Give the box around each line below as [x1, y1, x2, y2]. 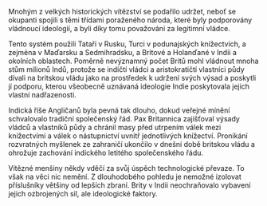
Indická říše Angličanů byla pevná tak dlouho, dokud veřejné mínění [8, 105, 230, 115]
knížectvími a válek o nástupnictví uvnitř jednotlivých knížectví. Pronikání [8, 131, 249, 141]
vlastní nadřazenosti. [8, 90, 77, 99]
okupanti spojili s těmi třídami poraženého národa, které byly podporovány [8, 15, 253, 25]
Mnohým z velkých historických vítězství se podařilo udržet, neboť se [8, 7, 237, 16]
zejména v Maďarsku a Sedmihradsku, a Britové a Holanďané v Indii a [8, 48, 238, 57]
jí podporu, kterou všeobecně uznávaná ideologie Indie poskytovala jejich [8, 81, 249, 91]
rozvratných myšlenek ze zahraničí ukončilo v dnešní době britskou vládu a [8, 140, 255, 149]
